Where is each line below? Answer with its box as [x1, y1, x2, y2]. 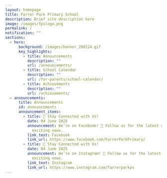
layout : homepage [5, 7, 41, 12]
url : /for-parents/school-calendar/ [27, 77, 103, 82]
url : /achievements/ [27, 91, 70, 96]
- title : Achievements [23, 81, 70, 86]
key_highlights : [18, 49, 52, 54]
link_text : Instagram [27, 160, 72, 165]
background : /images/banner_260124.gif [18, 44, 101, 49]
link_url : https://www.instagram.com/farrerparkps [27, 165, 135, 170]
